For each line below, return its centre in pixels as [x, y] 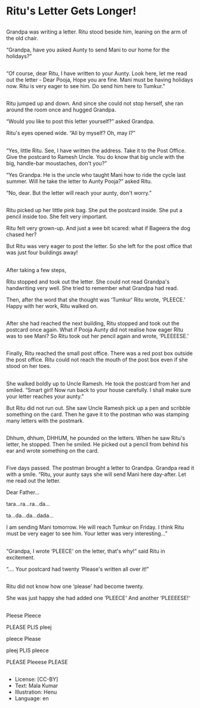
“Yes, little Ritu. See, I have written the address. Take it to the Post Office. [96, 150]
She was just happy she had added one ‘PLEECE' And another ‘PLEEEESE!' [98, 598]
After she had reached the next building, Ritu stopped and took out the [93, 323]
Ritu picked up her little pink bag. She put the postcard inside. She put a [94, 210]
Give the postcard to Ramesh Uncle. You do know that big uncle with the [95, 156]
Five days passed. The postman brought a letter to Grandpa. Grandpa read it [100, 468]
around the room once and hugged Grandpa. [61, 110]
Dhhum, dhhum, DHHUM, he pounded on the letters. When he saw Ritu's [96, 438]
